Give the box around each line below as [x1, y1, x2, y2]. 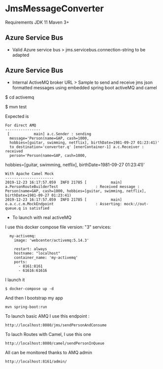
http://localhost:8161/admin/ [5, 359, 67, 364]
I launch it [5, 277, 25, 283]
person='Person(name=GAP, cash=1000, [9, 153, 87, 158]
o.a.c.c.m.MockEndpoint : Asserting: [5, 201, 122, 206]
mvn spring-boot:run [5, 304, 48, 309]
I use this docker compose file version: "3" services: [5, 224, 111, 230]
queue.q [5, 206, 21, 211]
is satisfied [23, 206, 50, 211]
